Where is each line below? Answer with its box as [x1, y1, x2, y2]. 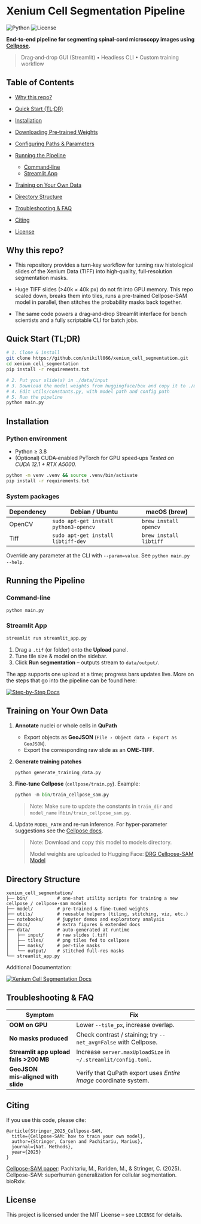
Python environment [6, 434, 68, 443]
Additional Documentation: [6, 964, 72, 971]
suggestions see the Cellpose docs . [14, 827, 103, 834]
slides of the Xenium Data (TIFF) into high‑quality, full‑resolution [14, 267, 172, 274]
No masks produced [9, 1034, 68, 1043]
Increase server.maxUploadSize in [76, 1047, 170, 1056]
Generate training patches [14, 758, 82, 765]
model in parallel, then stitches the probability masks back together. [14, 298, 182, 306]
